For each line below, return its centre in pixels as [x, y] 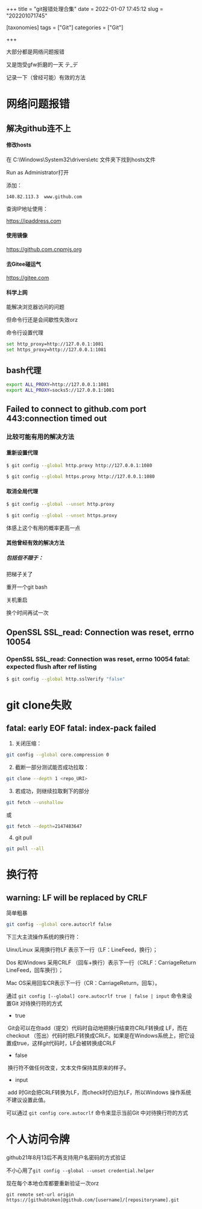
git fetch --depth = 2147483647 [44, 826]
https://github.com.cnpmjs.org [44, 249]
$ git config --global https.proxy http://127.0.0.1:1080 [80, 477]
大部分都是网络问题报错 [35, 51]
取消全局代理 [22, 491]
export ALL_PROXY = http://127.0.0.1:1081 [58, 384]
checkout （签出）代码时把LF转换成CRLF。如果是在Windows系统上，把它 [98, 1036]
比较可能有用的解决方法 [40, 437]
